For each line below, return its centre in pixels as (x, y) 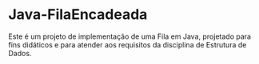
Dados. (20, 53)
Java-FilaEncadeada (78, 15)
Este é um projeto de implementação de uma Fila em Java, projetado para (130, 36)
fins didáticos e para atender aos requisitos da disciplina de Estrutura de (128, 44)
